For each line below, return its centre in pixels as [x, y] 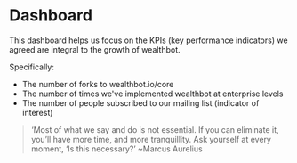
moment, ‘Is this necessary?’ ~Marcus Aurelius [116, 149]
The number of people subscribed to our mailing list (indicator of [140, 102]
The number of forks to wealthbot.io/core [98, 84]
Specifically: [32, 67]
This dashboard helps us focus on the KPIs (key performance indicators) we [148, 40]
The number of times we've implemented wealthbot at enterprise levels [153, 94]
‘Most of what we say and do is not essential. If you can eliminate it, [155, 129]
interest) [37, 112]
